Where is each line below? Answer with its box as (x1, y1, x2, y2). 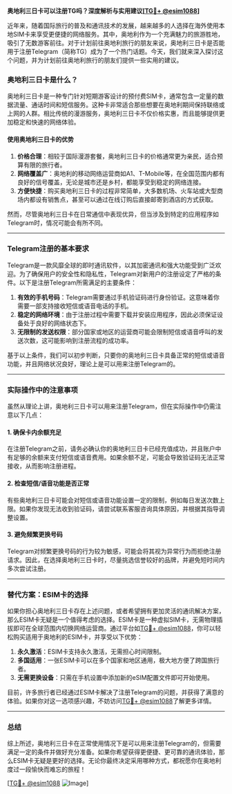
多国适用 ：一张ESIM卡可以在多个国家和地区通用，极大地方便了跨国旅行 (17, 656, 220, 664)
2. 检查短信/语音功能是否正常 (7, 479, 90, 487)
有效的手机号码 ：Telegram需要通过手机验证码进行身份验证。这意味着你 (17, 293, 220, 301)
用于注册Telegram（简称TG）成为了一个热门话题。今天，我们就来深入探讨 (7, 48, 217, 55)
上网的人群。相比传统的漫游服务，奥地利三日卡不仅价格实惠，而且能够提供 (7, 109, 219, 118)
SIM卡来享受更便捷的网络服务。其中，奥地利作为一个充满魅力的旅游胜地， (12, 30, 224, 38)
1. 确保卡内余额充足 (7, 428, 62, 436)
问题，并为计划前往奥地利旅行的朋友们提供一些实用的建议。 (12, 56, 183, 64)
